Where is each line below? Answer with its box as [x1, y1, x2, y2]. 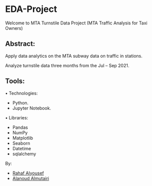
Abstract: [5, 40, 35, 48]
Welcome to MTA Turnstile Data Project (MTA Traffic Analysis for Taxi [5, 20, 148, 26]
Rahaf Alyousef [12, 170, 44, 176]
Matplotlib [12, 135, 33, 141]
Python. [12, 99, 29, 105]
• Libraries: [5, 114, 28, 120]
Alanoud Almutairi [12, 175, 49, 181]
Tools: [5, 77, 25, 86]
